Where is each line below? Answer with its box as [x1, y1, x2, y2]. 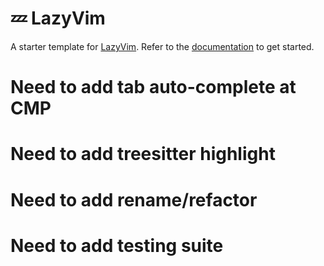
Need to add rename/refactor [10, 188, 258, 211]
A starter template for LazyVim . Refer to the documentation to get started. [10, 40, 315, 52]
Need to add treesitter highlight [10, 143, 276, 166]
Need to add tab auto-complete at [10, 76, 297, 99]
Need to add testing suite [10, 234, 224, 257]
